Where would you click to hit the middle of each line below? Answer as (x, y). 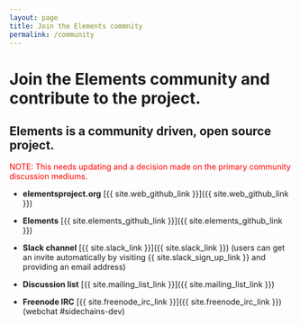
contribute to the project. (105, 98)
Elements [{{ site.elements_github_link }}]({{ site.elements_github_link (152, 221)
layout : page (34, 18)
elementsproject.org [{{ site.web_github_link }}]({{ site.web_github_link (155, 194)
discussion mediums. (49, 176)
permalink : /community (52, 34)
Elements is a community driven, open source (141, 131)
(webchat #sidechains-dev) (73, 311)
